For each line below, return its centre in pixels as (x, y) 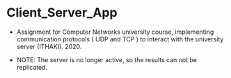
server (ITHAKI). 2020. (49, 46)
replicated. (32, 67)
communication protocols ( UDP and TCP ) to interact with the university (120, 39)
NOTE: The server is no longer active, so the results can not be (107, 59)
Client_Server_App (62, 13)
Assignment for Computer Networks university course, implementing (115, 32)
